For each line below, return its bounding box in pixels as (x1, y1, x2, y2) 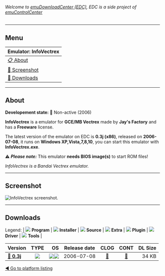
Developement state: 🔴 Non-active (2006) (5, 109, 92, 115)
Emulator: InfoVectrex (7, 48, 60, 55)
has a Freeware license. (5, 124, 54, 130)
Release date (64, 245, 95, 251)
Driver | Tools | (5, 233, 42, 239)
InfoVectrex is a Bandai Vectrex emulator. (5, 163, 89, 169)
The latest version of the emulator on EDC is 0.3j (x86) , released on (5, 133, 142, 139)
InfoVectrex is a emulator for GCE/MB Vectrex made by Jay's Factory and (5, 119, 157, 125)
